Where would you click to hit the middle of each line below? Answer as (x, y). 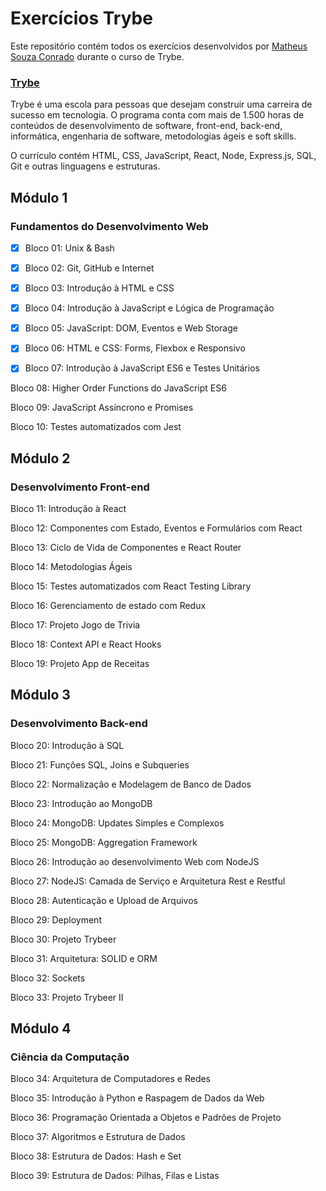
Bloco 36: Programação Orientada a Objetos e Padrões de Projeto (146, 1118)
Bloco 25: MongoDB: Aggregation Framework (104, 842)
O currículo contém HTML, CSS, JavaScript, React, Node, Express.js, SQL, (163, 156)
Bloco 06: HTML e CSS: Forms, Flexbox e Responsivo (135, 348)
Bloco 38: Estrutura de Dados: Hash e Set (96, 1156)
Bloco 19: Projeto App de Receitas (80, 664)
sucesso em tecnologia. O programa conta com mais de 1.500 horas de (157, 115)
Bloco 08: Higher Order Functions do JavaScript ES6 (118, 388)
